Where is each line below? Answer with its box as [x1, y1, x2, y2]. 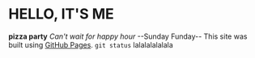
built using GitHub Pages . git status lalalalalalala [8, 39, 174, 49]
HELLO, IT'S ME [8, 5, 115, 23]
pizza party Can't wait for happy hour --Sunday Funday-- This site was [8, 31, 248, 41]
